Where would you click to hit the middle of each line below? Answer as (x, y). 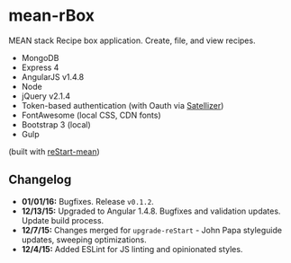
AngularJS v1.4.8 (53, 76)
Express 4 (40, 67)
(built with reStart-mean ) (54, 151)
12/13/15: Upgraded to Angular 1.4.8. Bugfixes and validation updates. (151, 211)
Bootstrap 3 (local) (56, 124)
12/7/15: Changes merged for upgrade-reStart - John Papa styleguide (152, 230)
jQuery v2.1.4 (46, 96)
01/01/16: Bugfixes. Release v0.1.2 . (87, 201)
